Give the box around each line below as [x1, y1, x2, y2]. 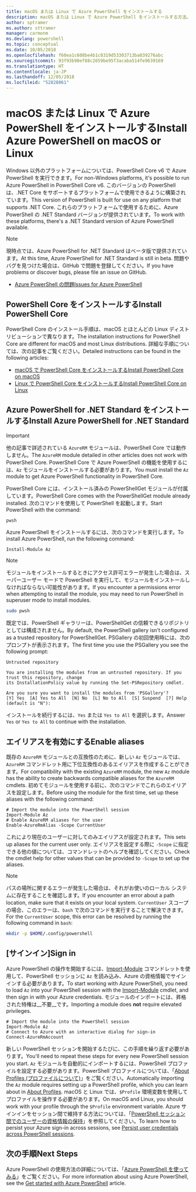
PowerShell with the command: [6, 506, 81, 513]
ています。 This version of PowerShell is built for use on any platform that [6, 196, 181, 203]
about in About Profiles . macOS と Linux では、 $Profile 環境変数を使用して [6, 1088, 188, 1095]
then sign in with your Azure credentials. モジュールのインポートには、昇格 [6, 993, 187, 1000]
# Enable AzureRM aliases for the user [6, 817, 104, 823]
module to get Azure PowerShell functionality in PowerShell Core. [6, 472, 164, 479]
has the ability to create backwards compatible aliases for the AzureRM [6, 775, 174, 782]
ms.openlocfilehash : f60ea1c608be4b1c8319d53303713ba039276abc [6, 52, 164, 58]
